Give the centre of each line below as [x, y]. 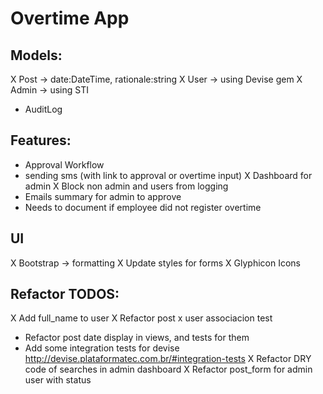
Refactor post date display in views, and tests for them [137, 338]
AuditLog [43, 109]
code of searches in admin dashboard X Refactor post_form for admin [168, 369]
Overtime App [70, 18]
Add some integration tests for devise [102, 348]
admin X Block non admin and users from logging [126, 186]
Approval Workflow [64, 164]
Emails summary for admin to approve [103, 196]
